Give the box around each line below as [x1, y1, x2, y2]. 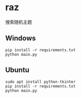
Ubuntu [5, 66, 29, 75]
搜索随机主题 [5, 19, 32, 25]
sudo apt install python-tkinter [5, 79, 76, 84]
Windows [5, 34, 36, 43]
